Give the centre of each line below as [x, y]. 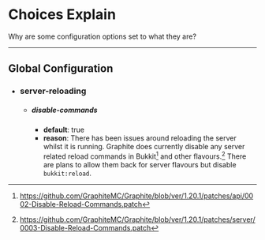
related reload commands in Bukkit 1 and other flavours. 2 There [145, 156]
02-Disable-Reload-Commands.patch [81, 204]
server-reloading [53, 91]
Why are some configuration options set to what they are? [103, 36]
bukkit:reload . [67, 173]
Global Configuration [61, 69]
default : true [64, 130]
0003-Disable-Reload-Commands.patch [85, 227]
